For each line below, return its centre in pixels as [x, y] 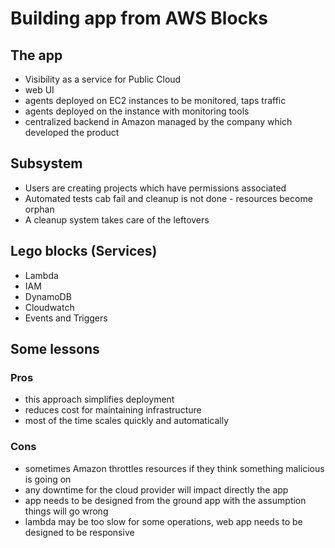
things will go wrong [66, 511]
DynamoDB [48, 296]
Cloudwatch [49, 307]
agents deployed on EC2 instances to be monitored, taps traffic [155, 100]
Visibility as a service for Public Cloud [103, 79]
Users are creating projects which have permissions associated [155, 188]
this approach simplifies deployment [99, 399]
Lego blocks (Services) [84, 251]
